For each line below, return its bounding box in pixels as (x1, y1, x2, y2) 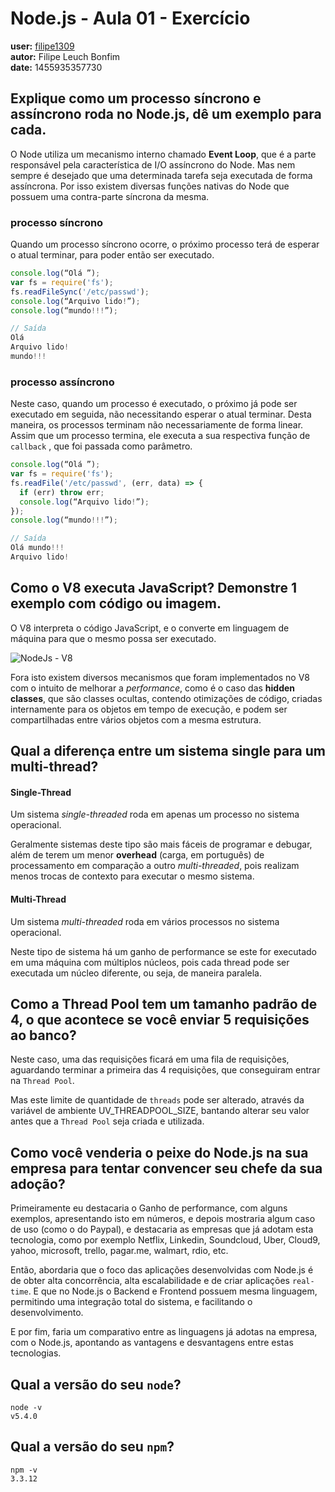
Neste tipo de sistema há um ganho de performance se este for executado (10, 945, 318, 957)
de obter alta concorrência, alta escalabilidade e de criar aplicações (10, 1275, 290, 1287)
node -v (10, 1403, 43, 1413)
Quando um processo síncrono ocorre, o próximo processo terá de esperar (10, 238, 320, 251)
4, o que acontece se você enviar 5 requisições (10, 1011, 310, 1028)
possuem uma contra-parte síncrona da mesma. (10, 190, 210, 202)
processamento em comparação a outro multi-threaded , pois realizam (10, 860, 300, 872)
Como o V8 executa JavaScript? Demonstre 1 (10, 580, 297, 597)
